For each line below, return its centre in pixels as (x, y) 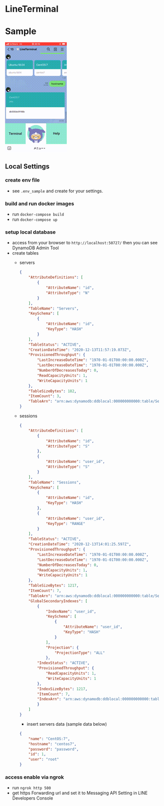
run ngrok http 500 (31, 788)
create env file (22, 180)
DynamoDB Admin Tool (35, 248)
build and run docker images (40, 203)
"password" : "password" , (54, 749)
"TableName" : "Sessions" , (55, 482)
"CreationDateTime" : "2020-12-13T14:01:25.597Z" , (80, 545)
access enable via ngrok (35, 777)
